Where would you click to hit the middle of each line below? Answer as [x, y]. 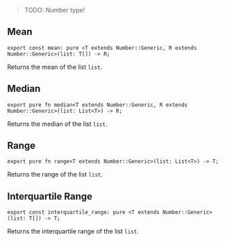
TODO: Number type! [55, 10]
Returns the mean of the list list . [55, 67]
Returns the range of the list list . [55, 175]
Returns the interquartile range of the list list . [73, 232]
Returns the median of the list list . [57, 124]
